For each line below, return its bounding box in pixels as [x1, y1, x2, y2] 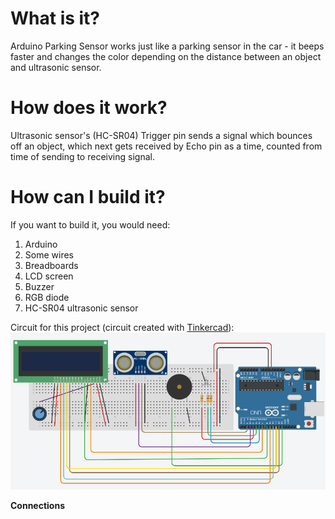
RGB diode [24, 291, 70, 303]
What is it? [10, 7, 101, 30]
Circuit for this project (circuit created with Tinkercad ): [10, 321, 235, 333]
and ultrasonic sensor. [10, 61, 102, 73]
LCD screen [24, 270, 74, 282]
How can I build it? [10, 186, 166, 209]
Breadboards [24, 259, 79, 271]
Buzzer [24, 280, 55, 292]
